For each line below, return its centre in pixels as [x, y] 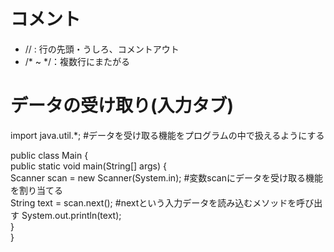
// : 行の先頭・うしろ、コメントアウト [102, 49]
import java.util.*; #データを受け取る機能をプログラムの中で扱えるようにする [167, 135]
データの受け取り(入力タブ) [122, 106]
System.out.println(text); [71, 215]
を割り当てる [36, 190]
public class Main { [49, 155]
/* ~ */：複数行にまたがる [77, 61]
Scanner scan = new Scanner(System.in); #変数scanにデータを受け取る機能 [166, 177]
